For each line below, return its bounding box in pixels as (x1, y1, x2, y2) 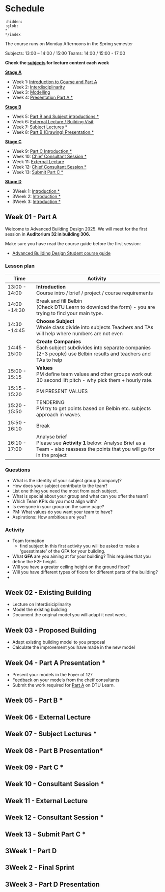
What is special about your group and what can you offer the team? (12, 493, 149, 499)
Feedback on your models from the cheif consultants (12, 677, 120, 683)
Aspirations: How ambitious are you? (12, 514, 87, 520)
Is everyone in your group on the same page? (12, 504, 104, 510)
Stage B (5, 104, 22, 110)
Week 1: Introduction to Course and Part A (12, 79, 97, 85)
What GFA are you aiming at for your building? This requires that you (12, 553, 151, 559)
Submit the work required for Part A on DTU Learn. (12, 682, 115, 688)
